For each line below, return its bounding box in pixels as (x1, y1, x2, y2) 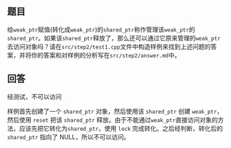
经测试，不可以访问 (7, 92, 62, 101)
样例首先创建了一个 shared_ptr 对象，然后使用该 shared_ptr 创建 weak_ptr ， (7, 107, 223, 115)
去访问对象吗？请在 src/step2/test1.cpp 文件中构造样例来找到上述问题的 (7, 42, 212, 51)
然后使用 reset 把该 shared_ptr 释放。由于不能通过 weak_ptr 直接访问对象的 (7, 115, 219, 124)
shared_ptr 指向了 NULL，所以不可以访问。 (7, 132, 130, 141)
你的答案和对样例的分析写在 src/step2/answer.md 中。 (30, 51, 181, 59)
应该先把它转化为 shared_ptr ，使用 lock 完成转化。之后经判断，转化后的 (19, 124, 223, 132)
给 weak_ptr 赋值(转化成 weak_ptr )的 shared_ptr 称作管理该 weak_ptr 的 (7, 25, 195, 34)
